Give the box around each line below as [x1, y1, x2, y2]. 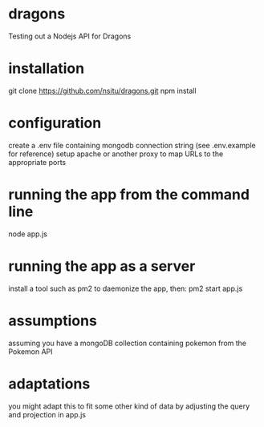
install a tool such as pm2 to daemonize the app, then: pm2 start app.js [8, 284, 243, 293]
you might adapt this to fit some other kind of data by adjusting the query [8, 401, 250, 411]
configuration [8, 114, 102, 132]
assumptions [8, 312, 98, 329]
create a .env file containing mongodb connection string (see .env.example [8, 140, 256, 150]
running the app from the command [8, 186, 250, 203]
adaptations [8, 374, 91, 393]
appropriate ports [8, 157, 67, 167]
